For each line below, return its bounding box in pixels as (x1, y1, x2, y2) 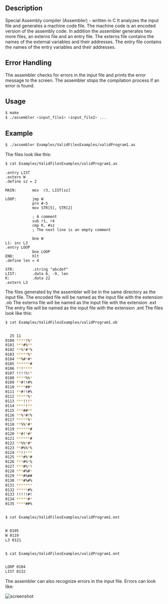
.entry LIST (5, 170, 30, 175)
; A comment (32, 214, 57, 219)
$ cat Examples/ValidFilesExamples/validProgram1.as (5, 161, 118, 166)
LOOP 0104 (5, 564, 26, 569)
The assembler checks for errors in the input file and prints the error (5, 72, 146, 78)
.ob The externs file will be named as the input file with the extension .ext (5, 299, 156, 305)
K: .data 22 (5, 276, 51, 281)
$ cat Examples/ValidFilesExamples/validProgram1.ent (5, 551, 120, 556)
